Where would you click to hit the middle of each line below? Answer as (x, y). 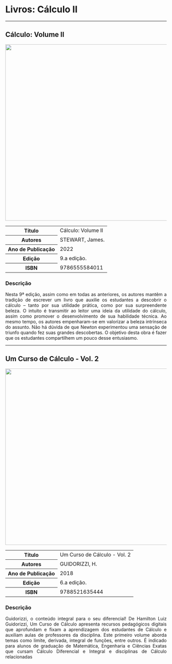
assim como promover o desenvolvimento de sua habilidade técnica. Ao (86, 316)
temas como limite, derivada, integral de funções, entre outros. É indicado (86, 640)
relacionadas (19, 657)
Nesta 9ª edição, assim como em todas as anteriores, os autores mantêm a (86, 295)
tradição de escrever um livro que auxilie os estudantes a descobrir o (86, 300)
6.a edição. (73, 582)
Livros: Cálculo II (41, 9)
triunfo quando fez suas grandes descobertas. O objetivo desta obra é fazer (86, 333)
